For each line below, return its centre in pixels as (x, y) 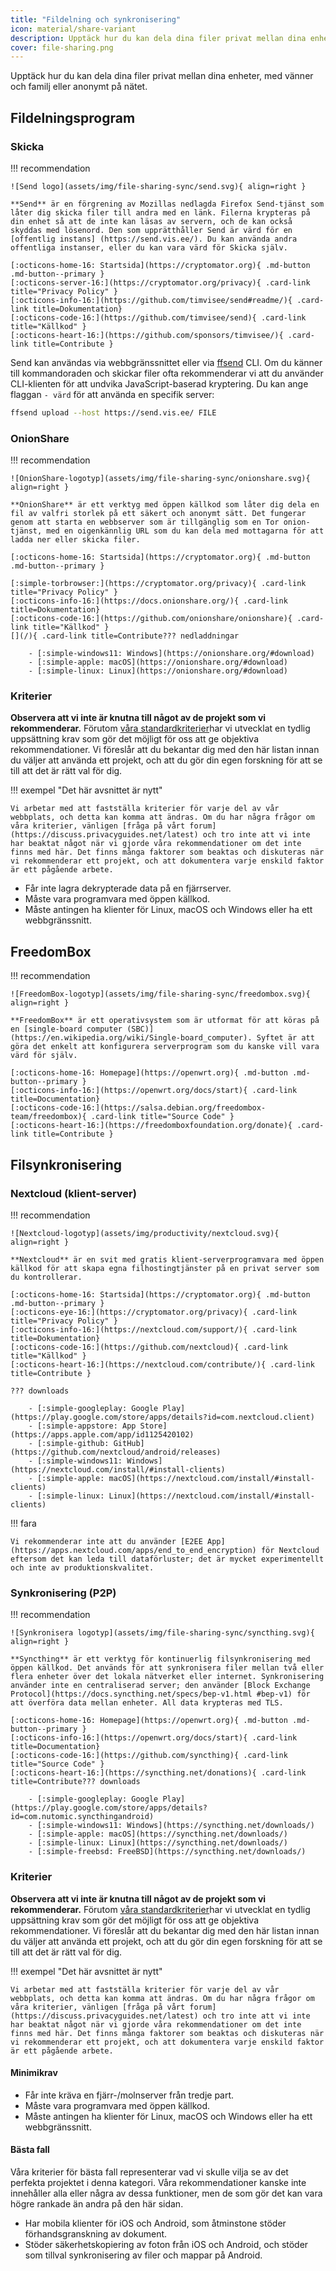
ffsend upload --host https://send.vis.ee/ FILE (113, 412)
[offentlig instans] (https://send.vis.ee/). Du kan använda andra (154, 239)
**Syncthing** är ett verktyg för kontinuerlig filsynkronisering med (160, 1659)
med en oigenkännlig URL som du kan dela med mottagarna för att (185, 531)
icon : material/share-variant (73, 29)
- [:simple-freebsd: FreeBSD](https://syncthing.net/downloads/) (167, 1852)
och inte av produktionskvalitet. (82, 1567)
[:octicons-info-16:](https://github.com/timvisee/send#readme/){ (151, 300)
